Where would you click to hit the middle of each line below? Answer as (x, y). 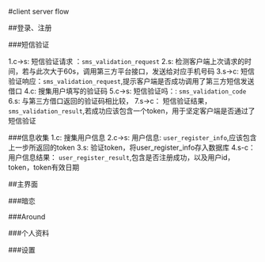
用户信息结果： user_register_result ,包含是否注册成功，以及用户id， (121, 157)
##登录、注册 (30, 28)
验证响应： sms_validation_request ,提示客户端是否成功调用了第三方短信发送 (131, 81)
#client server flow (39, 11)
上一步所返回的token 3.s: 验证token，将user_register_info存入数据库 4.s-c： (132, 147)
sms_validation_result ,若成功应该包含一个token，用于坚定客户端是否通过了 (132, 111)
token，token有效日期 (44, 167)
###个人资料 (29, 233)
